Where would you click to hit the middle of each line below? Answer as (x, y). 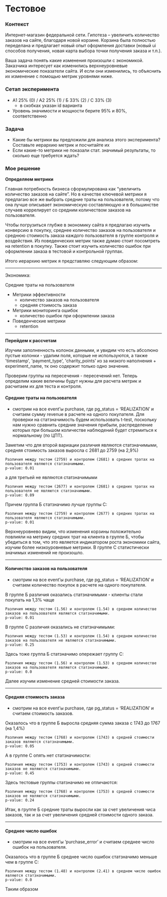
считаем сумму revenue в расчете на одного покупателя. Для (78, 414)
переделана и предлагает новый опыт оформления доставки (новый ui (81, 46)
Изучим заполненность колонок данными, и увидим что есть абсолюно (82, 350)
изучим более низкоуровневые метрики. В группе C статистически (77, 547)
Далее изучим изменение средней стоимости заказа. (63, 681)
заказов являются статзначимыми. (40, 742)
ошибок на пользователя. (40, 847)
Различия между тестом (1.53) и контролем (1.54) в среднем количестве (81, 636)
